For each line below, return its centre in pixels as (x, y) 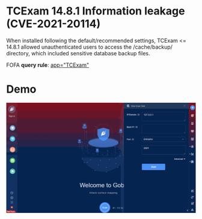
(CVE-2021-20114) (54, 24)
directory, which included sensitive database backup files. (78, 53)
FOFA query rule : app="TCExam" (47, 65)
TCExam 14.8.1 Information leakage (96, 11)
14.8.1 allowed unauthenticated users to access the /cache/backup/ (90, 47)
